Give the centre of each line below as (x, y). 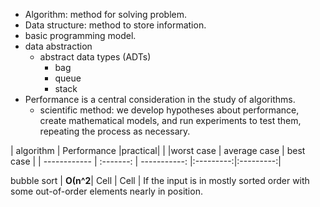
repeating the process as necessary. (115, 131)
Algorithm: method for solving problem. (106, 14)
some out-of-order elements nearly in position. (106, 191)
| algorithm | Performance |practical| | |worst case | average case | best (158, 150)
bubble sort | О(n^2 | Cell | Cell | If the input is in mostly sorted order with (160, 180)
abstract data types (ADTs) (95, 57)
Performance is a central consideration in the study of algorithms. (160, 99)
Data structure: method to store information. (115, 25)
